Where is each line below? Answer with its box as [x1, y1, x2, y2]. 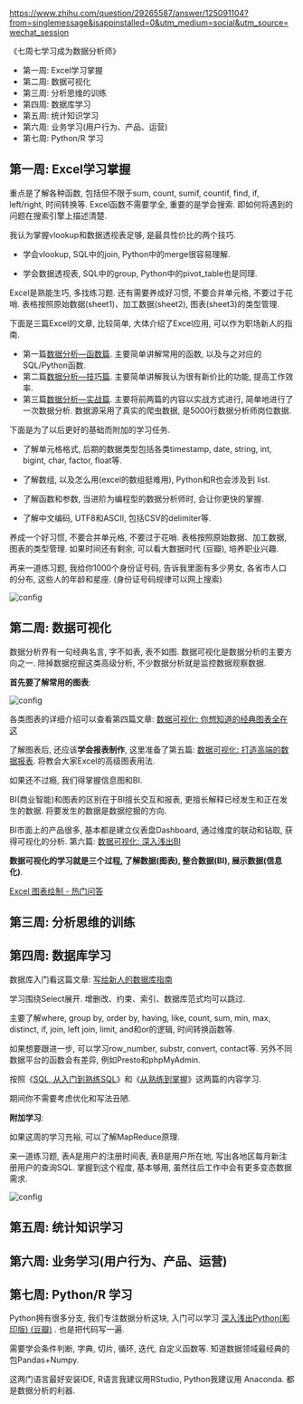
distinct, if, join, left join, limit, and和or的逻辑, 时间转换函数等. [9, 1024, 235, 1034]
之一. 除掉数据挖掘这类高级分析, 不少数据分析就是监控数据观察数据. [16, 657, 267, 668]
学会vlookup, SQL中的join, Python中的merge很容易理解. [22, 248, 231, 259]
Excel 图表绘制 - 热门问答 [9, 885, 104, 896]
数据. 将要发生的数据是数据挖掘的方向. [24, 805, 167, 816]
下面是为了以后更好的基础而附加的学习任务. [9, 424, 171, 435]
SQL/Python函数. [22, 360, 87, 370]
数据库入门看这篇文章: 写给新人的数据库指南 [9, 974, 173, 985]
